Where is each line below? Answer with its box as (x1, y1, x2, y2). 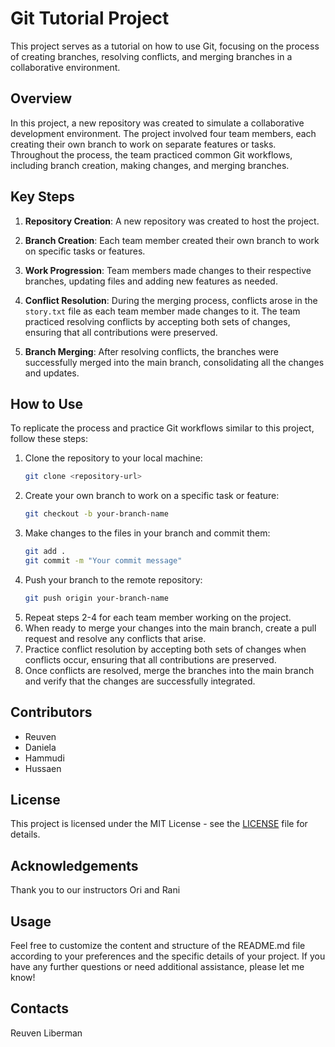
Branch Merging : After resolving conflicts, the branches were (24, 345, 279, 357)
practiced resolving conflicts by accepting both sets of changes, (24, 315, 291, 327)
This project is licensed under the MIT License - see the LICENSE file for (10, 818, 308, 830)
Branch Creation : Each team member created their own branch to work (24, 234, 320, 246)
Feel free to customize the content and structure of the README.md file (10, 940, 306, 951)
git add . (24, 547, 67, 557)
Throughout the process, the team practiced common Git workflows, (10, 148, 293, 161)
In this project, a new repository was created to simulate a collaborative (10, 117, 305, 129)
